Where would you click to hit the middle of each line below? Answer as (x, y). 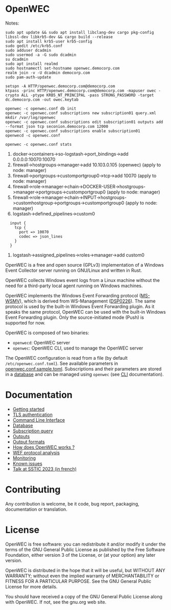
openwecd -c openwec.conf (33, 135)
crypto (12, 95)
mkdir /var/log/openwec (31, 117)
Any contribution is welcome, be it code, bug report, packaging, (72, 504)
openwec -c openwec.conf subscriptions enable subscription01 (73, 131)
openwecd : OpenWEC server (41, 342)
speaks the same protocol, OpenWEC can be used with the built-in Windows (86, 312)
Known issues (27, 463)
